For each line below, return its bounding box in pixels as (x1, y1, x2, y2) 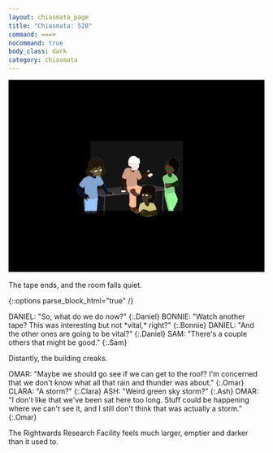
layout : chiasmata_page (8, 13, 89, 21)
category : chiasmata (8, 56, 79, 64)
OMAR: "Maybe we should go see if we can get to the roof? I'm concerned (8, 369, 258, 378)
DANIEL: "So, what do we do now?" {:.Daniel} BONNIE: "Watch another (8, 311, 245, 321)
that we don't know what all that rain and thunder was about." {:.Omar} (8, 378, 245, 387)
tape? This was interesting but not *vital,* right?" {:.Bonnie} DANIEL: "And (8, 320, 254, 329)
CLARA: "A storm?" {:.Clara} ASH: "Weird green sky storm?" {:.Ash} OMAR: (8, 386, 259, 396)
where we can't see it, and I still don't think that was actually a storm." (8, 403, 242, 413)
